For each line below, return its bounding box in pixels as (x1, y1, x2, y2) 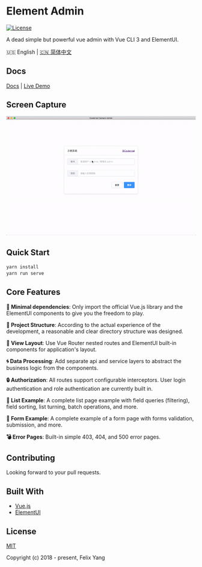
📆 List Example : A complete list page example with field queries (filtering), (6, 396, 190, 404)
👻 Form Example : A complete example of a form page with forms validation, (6, 414, 194, 422)
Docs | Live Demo (6, 82, 50, 89)
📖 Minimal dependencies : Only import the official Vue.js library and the (6, 303, 183, 310)
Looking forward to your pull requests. (6, 469, 101, 476)
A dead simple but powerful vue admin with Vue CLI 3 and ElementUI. (6, 36, 179, 43)
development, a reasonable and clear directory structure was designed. (6, 328, 183, 335)
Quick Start (6, 247, 50, 258)
